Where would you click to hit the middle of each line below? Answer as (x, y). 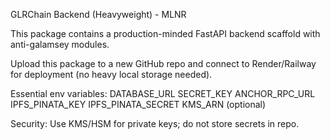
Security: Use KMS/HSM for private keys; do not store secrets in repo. (155, 123)
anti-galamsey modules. (60, 44)
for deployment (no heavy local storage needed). (111, 74)
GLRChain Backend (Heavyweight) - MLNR (98, 14)
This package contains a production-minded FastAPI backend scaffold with (165, 33)
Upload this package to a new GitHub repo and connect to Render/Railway (163, 63)
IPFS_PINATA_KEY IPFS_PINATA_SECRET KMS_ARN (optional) (138, 104)
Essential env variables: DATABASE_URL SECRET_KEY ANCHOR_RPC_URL (163, 93)
